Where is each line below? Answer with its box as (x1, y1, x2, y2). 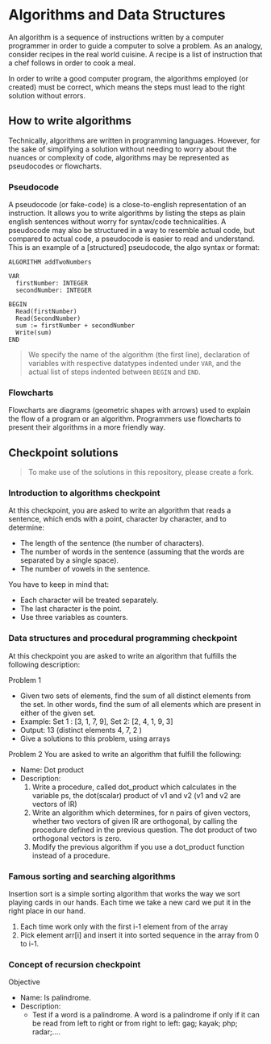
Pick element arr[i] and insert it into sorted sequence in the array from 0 (19, 930, 260, 940)
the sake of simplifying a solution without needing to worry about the (8, 143, 237, 154)
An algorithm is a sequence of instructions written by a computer (8, 32, 224, 42)
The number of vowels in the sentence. (19, 564, 151, 574)
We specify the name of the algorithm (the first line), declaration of (27, 350, 250, 360)
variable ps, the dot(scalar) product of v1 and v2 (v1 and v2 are (31, 790, 241, 800)
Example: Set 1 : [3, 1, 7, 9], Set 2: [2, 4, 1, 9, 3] (19, 716, 173, 726)
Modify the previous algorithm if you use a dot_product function (31, 842, 244, 851)
